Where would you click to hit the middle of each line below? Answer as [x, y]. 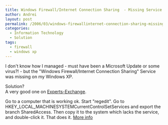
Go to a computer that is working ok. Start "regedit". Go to [65, 101]
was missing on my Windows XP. [39, 76]
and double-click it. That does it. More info [49, 117]
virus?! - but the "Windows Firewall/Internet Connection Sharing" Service [80, 71]
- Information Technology [37, 33]
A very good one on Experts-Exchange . [46, 91]
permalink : [16, 24]
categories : [17, 28]
